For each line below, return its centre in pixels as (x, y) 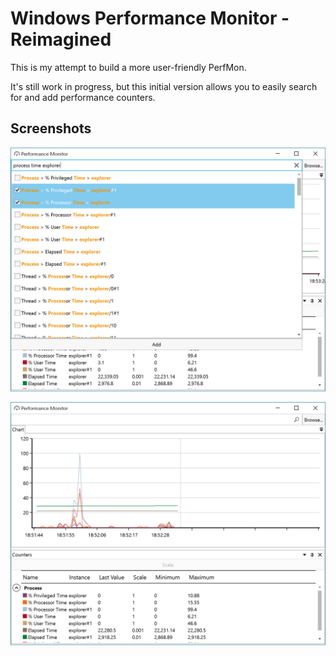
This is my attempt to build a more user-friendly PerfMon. (128, 67)
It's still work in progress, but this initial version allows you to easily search (164, 86)
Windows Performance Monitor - (150, 18)
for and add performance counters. (83, 97)
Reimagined (61, 39)
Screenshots (51, 128)
